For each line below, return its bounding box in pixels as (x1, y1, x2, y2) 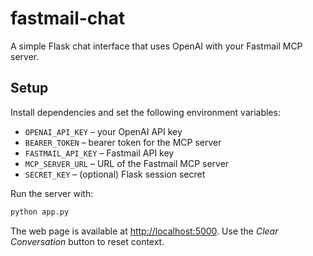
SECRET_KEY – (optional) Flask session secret (24, 168, 206, 180)
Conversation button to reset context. (10, 235, 165, 247)
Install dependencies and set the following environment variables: (10, 106, 281, 118)
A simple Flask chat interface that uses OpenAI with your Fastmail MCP (10, 40, 303, 52)
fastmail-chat (10, 7, 126, 30)
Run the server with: (10, 187, 94, 199)
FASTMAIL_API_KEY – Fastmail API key (24, 147, 175, 159)
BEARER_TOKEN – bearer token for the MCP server (24, 136, 222, 148)
